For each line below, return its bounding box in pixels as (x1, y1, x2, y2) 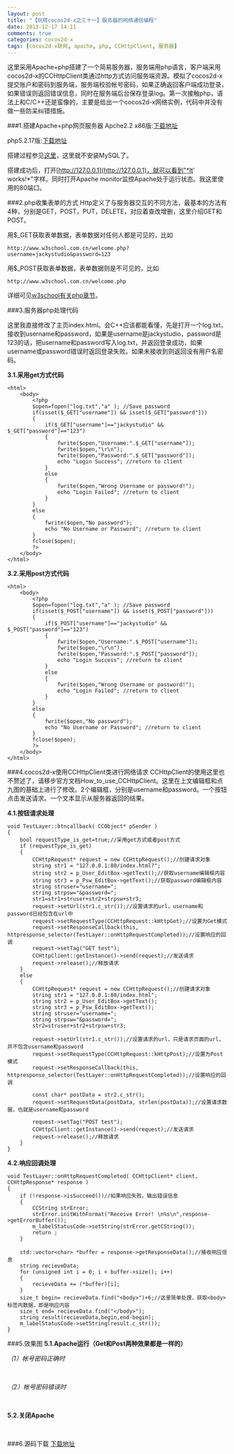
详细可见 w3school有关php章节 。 (7, 291, 102, 299)
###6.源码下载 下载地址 (7, 1439, 75, 1448)
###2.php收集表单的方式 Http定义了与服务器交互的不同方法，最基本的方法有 (7, 199, 227, 206)
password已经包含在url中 (7, 910, 73, 917)
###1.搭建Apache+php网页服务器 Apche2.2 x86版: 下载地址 (7, 122, 178, 129)
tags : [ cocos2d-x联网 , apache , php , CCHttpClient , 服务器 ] (7, 43, 177, 50)
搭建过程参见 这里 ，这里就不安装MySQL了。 (7, 151, 133, 160)
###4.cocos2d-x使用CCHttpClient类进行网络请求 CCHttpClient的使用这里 (7, 768, 219, 776)
